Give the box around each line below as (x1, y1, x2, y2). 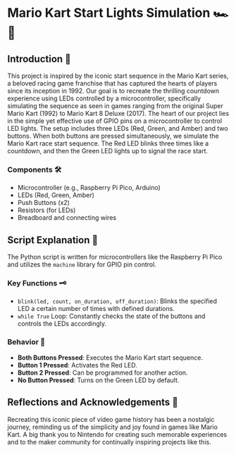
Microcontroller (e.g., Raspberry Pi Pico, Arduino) (17, 184, 161, 192)
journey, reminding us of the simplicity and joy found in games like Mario (7, 423, 218, 431)
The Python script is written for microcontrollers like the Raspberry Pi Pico (7, 253, 223, 261)
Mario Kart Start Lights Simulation (7, 5, 211, 21)
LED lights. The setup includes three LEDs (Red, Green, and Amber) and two (7, 124, 228, 132)
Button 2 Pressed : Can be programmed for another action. (17, 368, 188, 377)
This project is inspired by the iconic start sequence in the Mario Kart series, (7, 71, 229, 80)
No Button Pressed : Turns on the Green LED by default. (17, 375, 180, 384)
